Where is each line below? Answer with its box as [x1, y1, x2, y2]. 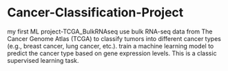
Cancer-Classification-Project [7, 5, 184, 20]
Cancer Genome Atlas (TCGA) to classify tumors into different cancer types [7, 34, 222, 42]
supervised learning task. [7, 56, 79, 64]
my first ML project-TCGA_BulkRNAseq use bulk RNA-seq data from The [7, 27, 213, 35]
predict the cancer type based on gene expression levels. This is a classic [7, 49, 217, 57]
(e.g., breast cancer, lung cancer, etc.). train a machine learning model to [7, 42, 214, 50]
